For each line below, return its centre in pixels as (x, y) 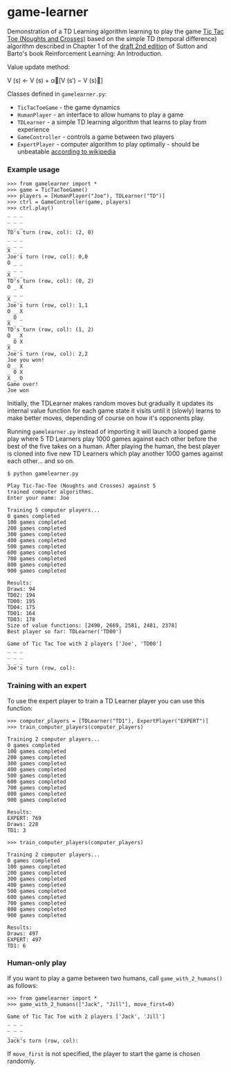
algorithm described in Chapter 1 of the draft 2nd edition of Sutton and (107, 46)
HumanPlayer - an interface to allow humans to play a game (100, 115)
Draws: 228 (23, 824)
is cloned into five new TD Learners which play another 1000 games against (115, 454)
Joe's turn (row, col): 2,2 (48, 354)
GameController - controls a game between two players (95, 137)
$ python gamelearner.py (43, 474)
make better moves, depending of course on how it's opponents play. (106, 418)
